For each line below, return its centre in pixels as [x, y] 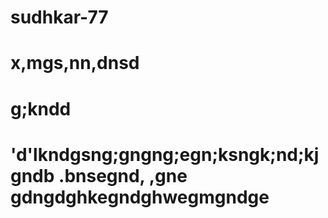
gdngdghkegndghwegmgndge [140, 197]
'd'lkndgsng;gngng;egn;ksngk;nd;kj [165, 154]
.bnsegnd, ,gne [123, 175]
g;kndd [41, 108]
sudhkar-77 [59, 17]
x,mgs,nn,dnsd [75, 63]
